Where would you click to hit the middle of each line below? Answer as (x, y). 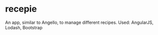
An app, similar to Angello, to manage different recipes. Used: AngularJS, (79, 22)
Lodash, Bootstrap (24, 27)
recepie (21, 9)
